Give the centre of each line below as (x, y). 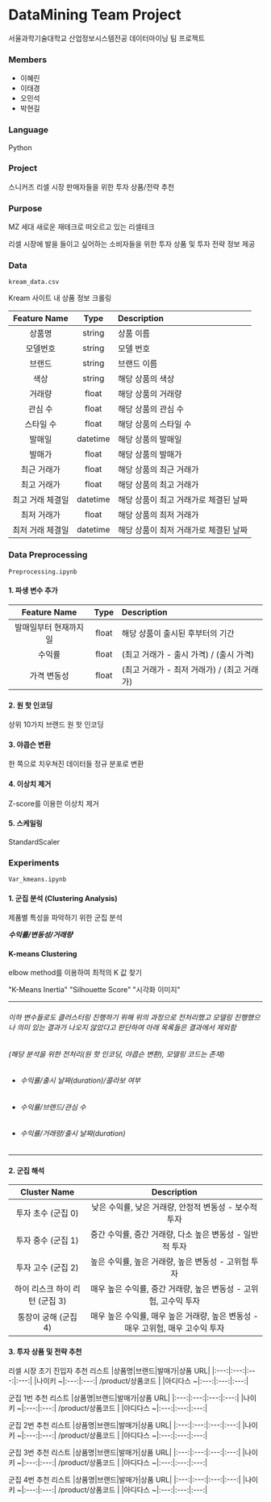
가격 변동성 (49, 675)
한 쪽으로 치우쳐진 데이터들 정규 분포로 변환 (76, 764)
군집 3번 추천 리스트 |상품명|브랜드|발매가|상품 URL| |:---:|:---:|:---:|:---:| (125, 1453)
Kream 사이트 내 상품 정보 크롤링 (60, 298)
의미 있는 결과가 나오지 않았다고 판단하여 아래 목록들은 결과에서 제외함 (126, 1028)
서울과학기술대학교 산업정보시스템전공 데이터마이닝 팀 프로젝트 (107, 38)
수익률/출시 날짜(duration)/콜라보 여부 (80, 1081)
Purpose (25, 208)
